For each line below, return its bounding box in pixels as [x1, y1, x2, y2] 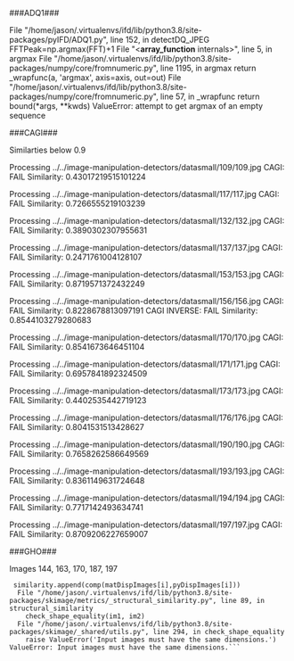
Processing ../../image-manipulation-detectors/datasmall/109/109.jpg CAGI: [9, 162, 285, 172]
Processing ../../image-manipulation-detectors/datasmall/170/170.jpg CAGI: [9, 332, 284, 343]
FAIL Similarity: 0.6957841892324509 [9, 368, 148, 378]
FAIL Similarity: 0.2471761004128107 [9, 252, 143, 262]
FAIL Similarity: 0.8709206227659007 [9, 529, 149, 539]
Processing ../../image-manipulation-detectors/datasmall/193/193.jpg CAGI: [9, 466, 285, 476]
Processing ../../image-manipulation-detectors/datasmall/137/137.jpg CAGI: [9, 243, 283, 252]
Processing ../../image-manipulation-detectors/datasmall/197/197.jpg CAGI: [9, 519, 283, 530]
